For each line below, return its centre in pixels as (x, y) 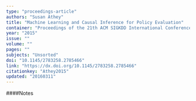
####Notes (20, 93)
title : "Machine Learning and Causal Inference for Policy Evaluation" (95, 22)
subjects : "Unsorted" (32, 55)
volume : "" (19, 44)
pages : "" (18, 50)
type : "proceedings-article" (41, 11)
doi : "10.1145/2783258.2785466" (45, 60)
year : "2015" (22, 33)
